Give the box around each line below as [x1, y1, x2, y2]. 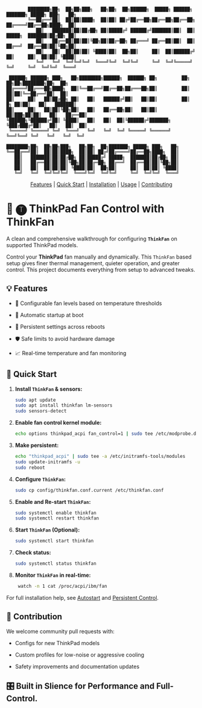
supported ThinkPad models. [6, 241, 78, 248]
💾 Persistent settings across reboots [14, 323, 106, 330]
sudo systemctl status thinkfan [14, 561, 96, 567]
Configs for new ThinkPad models [14, 639, 100, 646]
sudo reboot [14, 465, 45, 471]
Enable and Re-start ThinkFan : [14, 498, 91, 505]
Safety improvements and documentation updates [14, 663, 140, 670]
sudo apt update [14, 397, 56, 403]
